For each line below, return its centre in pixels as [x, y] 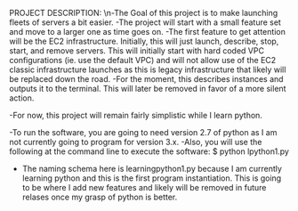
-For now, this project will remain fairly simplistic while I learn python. [136, 115]
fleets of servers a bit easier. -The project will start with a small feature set [145, 22]
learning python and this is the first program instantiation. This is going [152, 178]
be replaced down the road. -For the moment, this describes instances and [146, 79]
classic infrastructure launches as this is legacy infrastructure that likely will [148, 69]
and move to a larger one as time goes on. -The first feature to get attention [148, 32]
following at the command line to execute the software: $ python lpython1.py [149, 151]
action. [22, 98]
